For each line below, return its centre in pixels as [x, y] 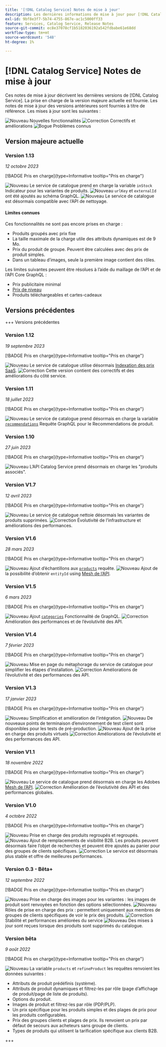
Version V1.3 [21, 688]
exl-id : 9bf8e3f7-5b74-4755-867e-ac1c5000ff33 [54, 19]
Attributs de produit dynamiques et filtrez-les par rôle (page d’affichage [85, 988]
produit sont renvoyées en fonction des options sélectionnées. [69, 904]
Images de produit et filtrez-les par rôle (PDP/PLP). [64, 1004]
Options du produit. [32, 999]
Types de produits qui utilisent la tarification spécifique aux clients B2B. [85, 1031]
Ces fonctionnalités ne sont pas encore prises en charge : [64, 224]
